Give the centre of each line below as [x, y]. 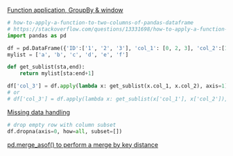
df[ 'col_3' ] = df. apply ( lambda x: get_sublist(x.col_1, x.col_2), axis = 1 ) [118, 86]
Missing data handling [39, 112]
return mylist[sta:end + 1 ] [57, 73]
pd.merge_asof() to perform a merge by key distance [83, 144]
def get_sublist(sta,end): [46, 67]
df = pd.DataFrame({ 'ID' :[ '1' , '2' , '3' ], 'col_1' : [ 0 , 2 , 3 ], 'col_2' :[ [116, 48]
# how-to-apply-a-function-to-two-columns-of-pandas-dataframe [101, 23]
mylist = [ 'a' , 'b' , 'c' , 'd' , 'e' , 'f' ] [68, 55]
